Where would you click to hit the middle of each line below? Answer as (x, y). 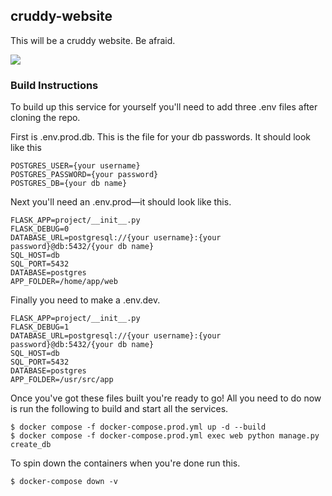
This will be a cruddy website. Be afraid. (93, 40)
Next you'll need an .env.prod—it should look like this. (121, 202)
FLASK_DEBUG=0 (40, 229)
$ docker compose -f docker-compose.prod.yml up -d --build (138, 427)
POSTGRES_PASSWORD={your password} (84, 175)
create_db (31, 445)
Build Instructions (54, 85)
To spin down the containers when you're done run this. (125, 463)
